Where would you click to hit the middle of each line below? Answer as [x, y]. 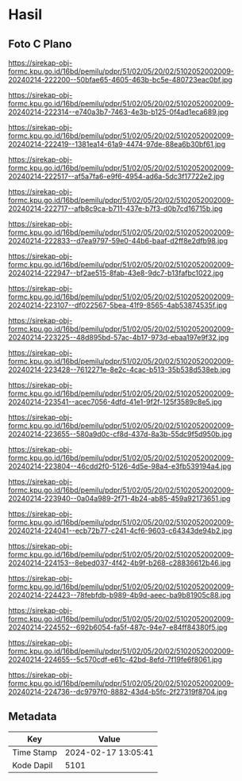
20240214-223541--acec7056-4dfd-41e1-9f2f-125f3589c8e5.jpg [115, 402]
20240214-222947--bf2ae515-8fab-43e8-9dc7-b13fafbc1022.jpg [116, 273]
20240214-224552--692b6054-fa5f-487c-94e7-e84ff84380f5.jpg [118, 627]
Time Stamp [35, 752]
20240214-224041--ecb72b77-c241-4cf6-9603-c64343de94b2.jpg [120, 530]
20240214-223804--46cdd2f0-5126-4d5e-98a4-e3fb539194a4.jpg [120, 466]
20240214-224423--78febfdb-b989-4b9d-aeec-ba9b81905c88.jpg [120, 595]
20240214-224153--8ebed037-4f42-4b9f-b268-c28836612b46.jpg [120, 563]
